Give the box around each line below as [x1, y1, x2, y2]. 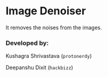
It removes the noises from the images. [5, 24, 103, 31]
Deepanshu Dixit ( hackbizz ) [5, 64, 73, 71]
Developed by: [5, 39, 49, 47]
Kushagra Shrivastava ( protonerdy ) [5, 53, 92, 60]
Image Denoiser [5, 4, 86, 18]
